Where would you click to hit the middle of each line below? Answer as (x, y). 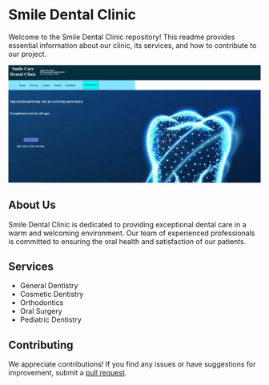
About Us (32, 205)
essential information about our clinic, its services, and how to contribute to (132, 45)
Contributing (41, 345)
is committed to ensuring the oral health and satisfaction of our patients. (127, 241)
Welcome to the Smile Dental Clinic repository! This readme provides (122, 37)
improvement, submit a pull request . (68, 373)
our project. (28, 54)
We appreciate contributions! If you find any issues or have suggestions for (132, 364)
